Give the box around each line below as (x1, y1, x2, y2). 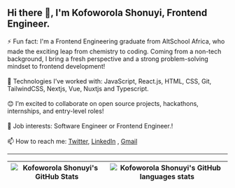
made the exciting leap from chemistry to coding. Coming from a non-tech (7, 47, 222, 55)
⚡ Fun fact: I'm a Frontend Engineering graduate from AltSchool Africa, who (7, 36, 225, 46)
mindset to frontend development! (7, 62, 106, 70)
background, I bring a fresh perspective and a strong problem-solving (7, 54, 208, 63)
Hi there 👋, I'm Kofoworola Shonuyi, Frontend (7, 7, 208, 19)
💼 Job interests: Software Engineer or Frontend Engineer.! (7, 121, 173, 130)
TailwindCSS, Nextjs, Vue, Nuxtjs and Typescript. (7, 84, 149, 93)
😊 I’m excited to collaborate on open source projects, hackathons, (7, 99, 199, 107)
